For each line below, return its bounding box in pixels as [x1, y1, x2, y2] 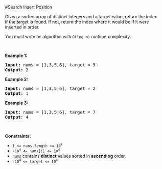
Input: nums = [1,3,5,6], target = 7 [5, 110, 96, 115]
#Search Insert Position [5, 4, 52, 10]
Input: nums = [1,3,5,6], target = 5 [5, 62, 96, 68]
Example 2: [5, 76, 28, 82]
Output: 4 [5, 114, 28, 120]
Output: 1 [5, 91, 28, 96]
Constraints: [5, 133, 31, 139]
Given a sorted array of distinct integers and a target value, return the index [5, 14, 158, 19]
